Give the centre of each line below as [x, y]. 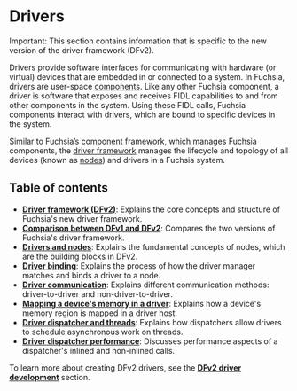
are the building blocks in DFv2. [80, 256]
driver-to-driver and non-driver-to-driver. [97, 293]
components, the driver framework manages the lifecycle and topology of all [149, 150]
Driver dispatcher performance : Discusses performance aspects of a [150, 341]
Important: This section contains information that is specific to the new [138, 41]
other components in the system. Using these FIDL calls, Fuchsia [128, 105]
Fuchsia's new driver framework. [82, 218]
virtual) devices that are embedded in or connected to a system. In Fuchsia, [147, 76]
